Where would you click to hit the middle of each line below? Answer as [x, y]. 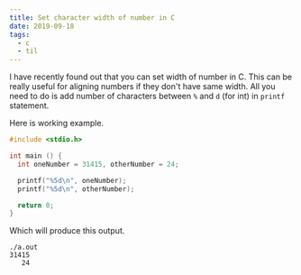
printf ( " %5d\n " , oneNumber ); [72, 180]
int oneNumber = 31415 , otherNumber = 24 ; [98, 164]
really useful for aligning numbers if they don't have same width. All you [143, 87]
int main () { [36, 156]
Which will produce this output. [67, 231]
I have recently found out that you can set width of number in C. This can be [151, 77]
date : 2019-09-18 [42, 26]
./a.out [24, 247]
